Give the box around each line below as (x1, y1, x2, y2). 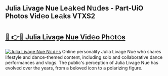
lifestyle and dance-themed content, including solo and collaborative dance (5, 54, 163, 60)
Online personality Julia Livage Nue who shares (62, 49, 161, 54)
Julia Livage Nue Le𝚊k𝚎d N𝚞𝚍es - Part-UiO (5, 4, 144, 13)
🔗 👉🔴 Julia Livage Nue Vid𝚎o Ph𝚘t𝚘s (5, 33, 125, 41)
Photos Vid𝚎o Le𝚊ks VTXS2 (5, 12, 95, 21)
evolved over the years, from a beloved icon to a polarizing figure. (5, 65, 143, 71)
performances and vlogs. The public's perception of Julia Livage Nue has (5, 60, 158, 65)
